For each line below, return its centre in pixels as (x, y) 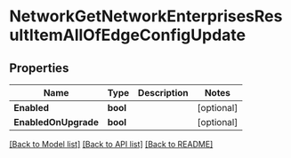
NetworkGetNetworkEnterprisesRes (146, 16)
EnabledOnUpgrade (57, 122)
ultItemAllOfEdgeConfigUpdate (128, 35)
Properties (39, 68)
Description (163, 93)
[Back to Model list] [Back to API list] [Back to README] (111, 144)
